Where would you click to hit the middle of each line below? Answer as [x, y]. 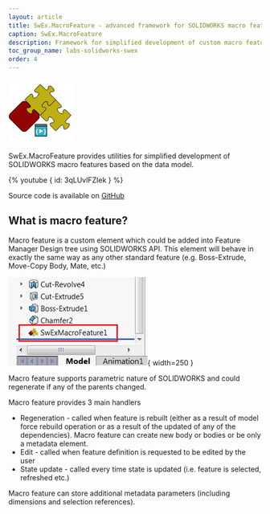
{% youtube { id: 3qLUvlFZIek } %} [66, 180]
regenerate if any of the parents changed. [78, 386]
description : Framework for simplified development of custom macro [125, 43]
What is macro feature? [68, 221]
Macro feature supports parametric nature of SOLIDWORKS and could [124, 378]
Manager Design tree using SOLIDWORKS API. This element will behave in [131, 248]
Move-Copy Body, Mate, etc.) [57, 266]
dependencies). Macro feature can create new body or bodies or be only [140, 434]
